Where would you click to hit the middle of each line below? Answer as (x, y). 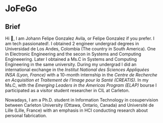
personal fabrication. (26, 115)
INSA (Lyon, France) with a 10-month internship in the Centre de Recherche (81, 75)
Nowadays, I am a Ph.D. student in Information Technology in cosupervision (82, 100)
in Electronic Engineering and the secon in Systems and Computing (73, 54)
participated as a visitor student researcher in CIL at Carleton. (68, 90)
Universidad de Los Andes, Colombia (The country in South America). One (81, 49)
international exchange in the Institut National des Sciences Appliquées (77, 70)
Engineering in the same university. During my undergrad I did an (71, 64)
